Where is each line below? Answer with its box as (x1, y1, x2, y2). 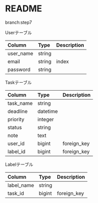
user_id (7, 140, 25, 147)
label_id (7, 148, 26, 155)
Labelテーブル (5, 161, 33, 167)
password (7, 66, 31, 73)
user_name (7, 50, 33, 57)
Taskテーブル (5, 79, 32, 85)
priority (7, 116, 25, 123)
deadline (7, 107, 28, 114)
